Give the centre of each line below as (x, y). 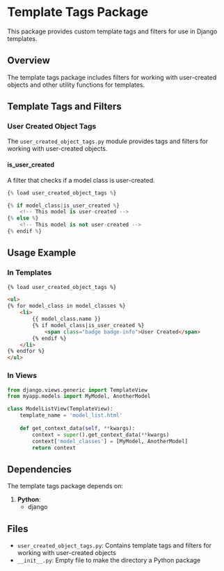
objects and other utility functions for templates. (76, 85)
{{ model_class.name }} (66, 319)
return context (54, 448)
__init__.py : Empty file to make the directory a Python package (109, 560)
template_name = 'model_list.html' (71, 415)
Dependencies (39, 469)
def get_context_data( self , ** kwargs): (78, 428)
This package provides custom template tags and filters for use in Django (112, 31)
